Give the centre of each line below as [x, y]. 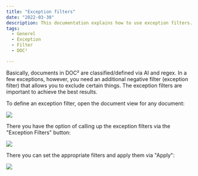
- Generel [23, 34]
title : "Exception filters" [41, 12]
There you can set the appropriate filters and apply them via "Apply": [90, 155]
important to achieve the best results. [52, 92]
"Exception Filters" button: [39, 132]
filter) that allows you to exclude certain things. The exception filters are [94, 85]
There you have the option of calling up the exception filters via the [88, 126]
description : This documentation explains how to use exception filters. [100, 23]
